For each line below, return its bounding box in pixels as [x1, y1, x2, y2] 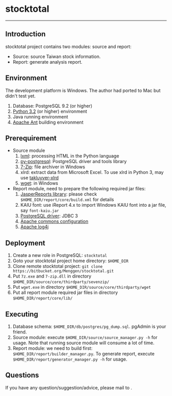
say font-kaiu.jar [20, 207, 59, 213]
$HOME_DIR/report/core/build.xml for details [20, 196, 114, 203]
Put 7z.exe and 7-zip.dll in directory [12, 273, 92, 280]
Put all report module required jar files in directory [12, 289, 118, 295]
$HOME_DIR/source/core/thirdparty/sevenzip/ [12, 280, 110, 285]
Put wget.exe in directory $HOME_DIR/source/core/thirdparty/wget [12, 284, 151, 290]
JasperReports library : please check [20, 191, 97, 197]
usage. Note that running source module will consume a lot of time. [12, 340, 155, 346]
